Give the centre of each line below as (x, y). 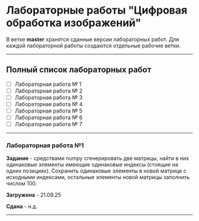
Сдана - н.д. (22, 206)
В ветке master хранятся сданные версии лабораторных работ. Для (93, 39)
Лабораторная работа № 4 (49, 104)
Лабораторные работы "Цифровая (97, 10)
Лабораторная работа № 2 (49, 91)
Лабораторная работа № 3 (49, 97)
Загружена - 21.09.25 (33, 195)
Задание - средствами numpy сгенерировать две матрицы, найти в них (98, 158)
